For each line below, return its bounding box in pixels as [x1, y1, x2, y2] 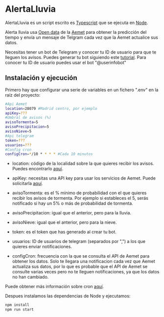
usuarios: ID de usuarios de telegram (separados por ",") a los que [12, 238, 146, 244]
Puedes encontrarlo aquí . [12, 166, 64, 172]
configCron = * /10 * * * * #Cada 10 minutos [5, 152, 93, 157]
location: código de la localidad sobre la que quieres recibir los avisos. [12, 160, 154, 166]
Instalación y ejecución [5, 74, 77, 82]
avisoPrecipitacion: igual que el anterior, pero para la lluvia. [12, 210, 131, 216]
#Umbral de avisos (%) [5, 115, 51, 120]
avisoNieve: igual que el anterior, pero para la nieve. [12, 219, 117, 225]
